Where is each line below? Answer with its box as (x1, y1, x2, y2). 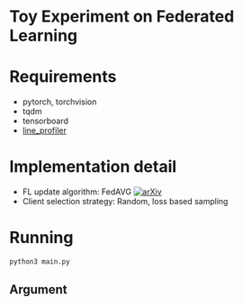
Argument (9, 282, 67, 298)
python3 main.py (9, 257, 70, 266)
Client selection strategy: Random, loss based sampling (22, 196, 229, 207)
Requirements (9, 67, 117, 87)
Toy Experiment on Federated (9, 6, 235, 27)
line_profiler (22, 125, 67, 136)
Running (9, 228, 74, 248)
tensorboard (22, 115, 69, 127)
